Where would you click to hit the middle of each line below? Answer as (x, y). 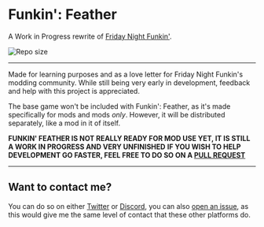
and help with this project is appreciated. (74, 91)
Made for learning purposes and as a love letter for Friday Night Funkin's (126, 74)
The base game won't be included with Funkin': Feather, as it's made (119, 106)
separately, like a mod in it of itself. (64, 123)
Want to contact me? (60, 187)
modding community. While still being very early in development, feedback (129, 82)
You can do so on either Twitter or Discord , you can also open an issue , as (128, 206)
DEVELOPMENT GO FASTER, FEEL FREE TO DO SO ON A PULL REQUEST (127, 154)
